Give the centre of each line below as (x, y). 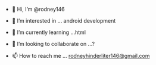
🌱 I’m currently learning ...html (49, 32)
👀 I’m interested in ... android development (64, 21)
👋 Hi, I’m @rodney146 (38, 9)
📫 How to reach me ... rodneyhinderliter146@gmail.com (81, 56)
